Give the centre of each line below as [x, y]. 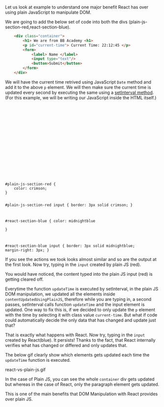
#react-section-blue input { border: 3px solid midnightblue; [70, 246]
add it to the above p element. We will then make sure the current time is [78, 87]
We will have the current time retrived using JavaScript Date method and [78, 82]
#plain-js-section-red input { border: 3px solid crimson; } [69, 205]
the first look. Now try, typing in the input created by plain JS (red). [73, 264]
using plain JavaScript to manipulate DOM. [48, 12]
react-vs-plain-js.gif [25, 370]
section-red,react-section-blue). [38, 27]
